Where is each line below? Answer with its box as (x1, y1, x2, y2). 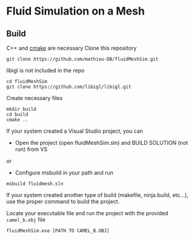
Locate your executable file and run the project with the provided (6, 210, 169, 216)
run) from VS (15, 145, 48, 153)
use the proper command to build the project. (6, 198, 120, 205)
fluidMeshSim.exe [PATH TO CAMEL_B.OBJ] (6, 228, 110, 234)
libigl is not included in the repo (6, 67, 85, 74)
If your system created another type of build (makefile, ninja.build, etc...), (6, 192, 189, 198)
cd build (6, 112, 28, 118)
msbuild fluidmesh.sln (6, 181, 64, 187)
